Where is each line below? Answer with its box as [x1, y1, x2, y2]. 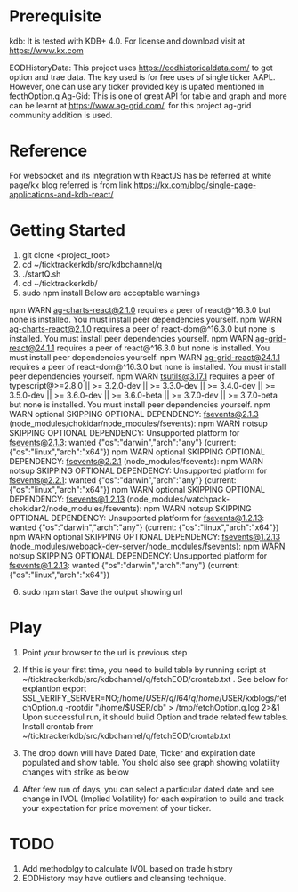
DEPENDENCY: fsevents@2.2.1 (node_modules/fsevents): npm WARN [9, 455, 264, 466]
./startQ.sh [21, 269, 61, 279]
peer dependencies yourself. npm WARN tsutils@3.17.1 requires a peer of [9, 371, 276, 382]
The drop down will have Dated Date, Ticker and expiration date [21, 747, 256, 758]
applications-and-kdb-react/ [9, 189, 114, 199]
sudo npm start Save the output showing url [21, 586, 183, 597]
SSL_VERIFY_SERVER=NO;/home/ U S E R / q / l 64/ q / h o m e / [21, 692, 222, 703]
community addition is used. [9, 109, 113, 120]
